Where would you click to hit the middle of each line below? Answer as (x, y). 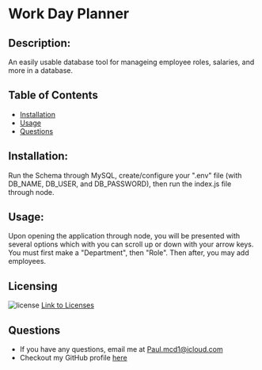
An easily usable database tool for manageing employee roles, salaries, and (131, 62)
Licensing (33, 286)
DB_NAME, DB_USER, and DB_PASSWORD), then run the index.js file (120, 184)
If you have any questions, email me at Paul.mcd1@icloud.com (121, 349)
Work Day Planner (68, 14)
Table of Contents (53, 95)
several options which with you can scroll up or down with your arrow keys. (131, 244)
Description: (40, 43)
